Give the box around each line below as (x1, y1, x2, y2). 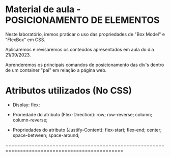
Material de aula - (5, 4, 81, 15)
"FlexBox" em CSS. (5, 37, 46, 43)
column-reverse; (12, 117, 48, 123)
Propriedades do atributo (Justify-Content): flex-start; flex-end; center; (12, 127, 162, 133)
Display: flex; (12, 102, 40, 108)
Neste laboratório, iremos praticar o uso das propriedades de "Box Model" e (5, 31, 165, 37)
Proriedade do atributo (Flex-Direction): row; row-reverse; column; (12, 111, 153, 117)
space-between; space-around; (12, 132, 80, 138)
